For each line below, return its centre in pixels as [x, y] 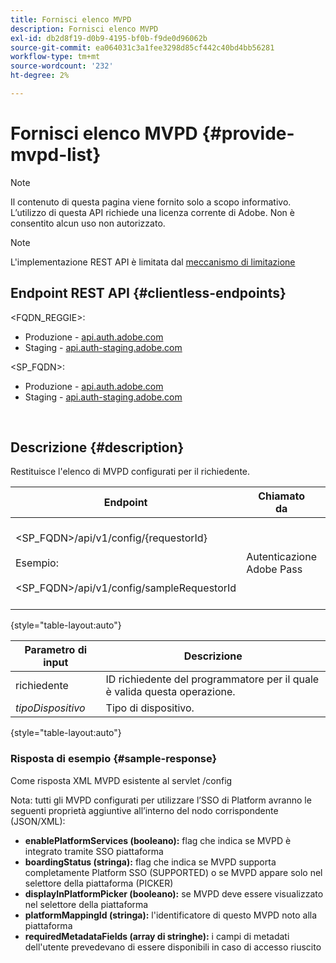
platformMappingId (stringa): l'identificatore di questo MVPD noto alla [171, 915]
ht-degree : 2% [40, 76]
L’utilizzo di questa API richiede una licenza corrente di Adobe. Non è [152, 212]
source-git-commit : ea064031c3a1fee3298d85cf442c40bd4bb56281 [142, 47]
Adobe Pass [274, 569]
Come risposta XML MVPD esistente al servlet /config [121, 780]
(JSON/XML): [38, 821]
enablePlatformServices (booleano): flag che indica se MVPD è [158, 840]
